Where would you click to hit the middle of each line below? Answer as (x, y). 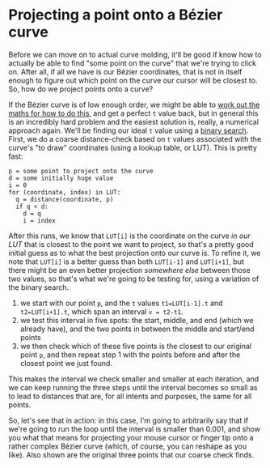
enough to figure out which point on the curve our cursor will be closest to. (133, 80)
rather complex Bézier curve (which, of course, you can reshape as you (128, 446)
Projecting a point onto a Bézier (116, 15)
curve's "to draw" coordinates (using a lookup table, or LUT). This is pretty (133, 147)
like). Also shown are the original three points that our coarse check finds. (131, 454)
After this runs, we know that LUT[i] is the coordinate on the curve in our (129, 236)
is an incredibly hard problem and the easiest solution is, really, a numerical (134, 121)
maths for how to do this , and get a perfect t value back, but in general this (133, 113)
